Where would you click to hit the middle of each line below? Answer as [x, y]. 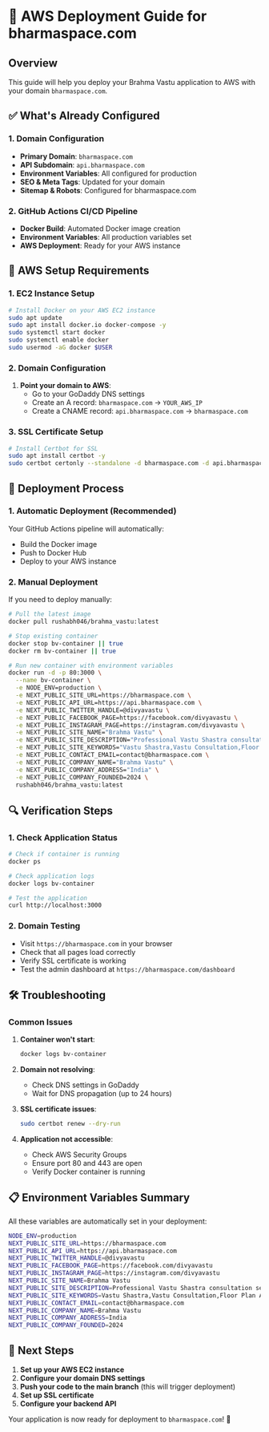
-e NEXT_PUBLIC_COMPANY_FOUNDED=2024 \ [82, 777]
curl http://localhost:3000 [55, 905]
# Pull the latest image [50, 614]
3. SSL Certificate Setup [56, 432]
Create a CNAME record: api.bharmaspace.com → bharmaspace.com [140, 411]
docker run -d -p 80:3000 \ [55, 673]
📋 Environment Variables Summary [99, 1198]
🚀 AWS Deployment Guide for [108, 16]
